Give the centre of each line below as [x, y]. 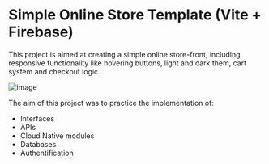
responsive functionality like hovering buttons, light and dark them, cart [128, 63]
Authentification [47, 153]
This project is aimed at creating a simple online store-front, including [124, 54]
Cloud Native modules [57, 136]
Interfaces [37, 118]
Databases [38, 144]
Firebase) [41, 32]
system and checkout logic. [54, 71]
